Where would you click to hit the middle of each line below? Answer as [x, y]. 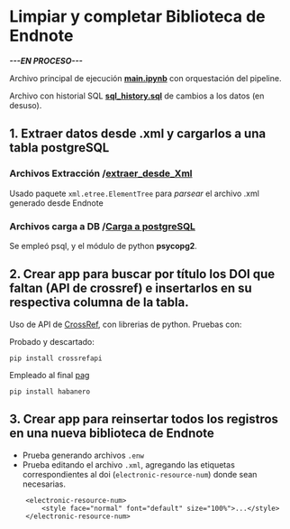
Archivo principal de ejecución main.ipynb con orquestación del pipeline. [145, 78]
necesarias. [44, 484]
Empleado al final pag [50, 375]
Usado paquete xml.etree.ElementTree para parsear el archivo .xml [134, 193]
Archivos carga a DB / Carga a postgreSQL [103, 226]
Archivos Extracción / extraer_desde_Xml [101, 173]
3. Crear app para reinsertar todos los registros [144, 419]
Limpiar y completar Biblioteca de [137, 17]
